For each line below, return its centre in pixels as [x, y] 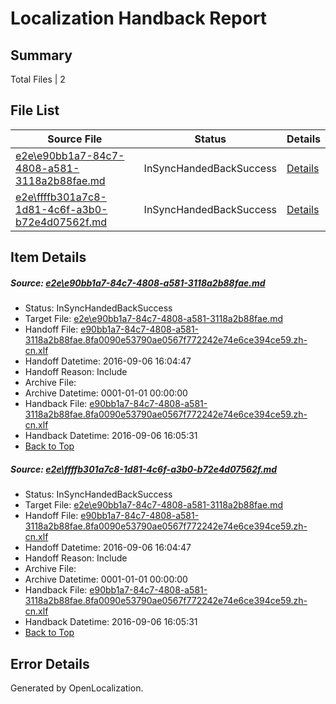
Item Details [48, 257]
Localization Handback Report [139, 18]
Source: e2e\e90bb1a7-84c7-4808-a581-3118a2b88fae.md [138, 283]
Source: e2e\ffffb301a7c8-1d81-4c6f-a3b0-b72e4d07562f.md [144, 469]
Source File [75, 139]
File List [35, 110]
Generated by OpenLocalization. [77, 688]
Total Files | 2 [38, 79]
